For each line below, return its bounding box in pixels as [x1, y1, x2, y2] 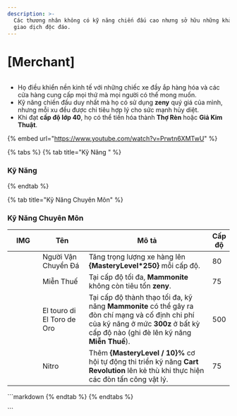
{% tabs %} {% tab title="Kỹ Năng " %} [7, 148, 122, 157]
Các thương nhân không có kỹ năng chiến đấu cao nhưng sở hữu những [13, 17, 219, 24]
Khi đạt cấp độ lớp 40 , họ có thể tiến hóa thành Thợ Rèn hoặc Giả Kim [17, 114, 223, 122]
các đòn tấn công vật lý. [88, 374, 169, 384]
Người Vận [42, 252, 78, 262]
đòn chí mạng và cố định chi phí [88, 310, 195, 319]
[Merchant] [7, 54, 75, 70]
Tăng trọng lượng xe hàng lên [88, 252, 186, 262]
